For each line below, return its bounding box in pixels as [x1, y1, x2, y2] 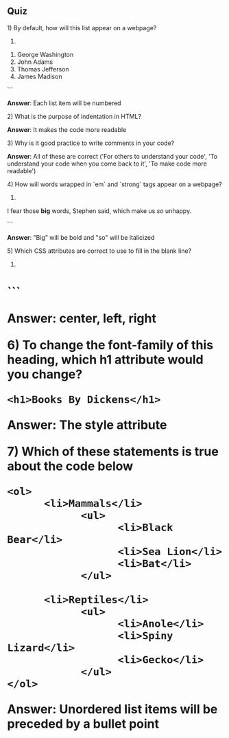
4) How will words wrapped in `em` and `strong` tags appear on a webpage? [7, 180, 223, 188]
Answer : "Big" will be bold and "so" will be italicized [7, 233, 155, 241]
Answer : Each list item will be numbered [7, 99, 121, 107]
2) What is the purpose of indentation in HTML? [7, 112, 142, 120]
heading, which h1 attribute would [7, 352, 204, 367]
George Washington [16, 50, 74, 58]
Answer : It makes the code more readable [7, 125, 127, 133]
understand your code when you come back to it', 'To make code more [7, 159, 207, 168]
